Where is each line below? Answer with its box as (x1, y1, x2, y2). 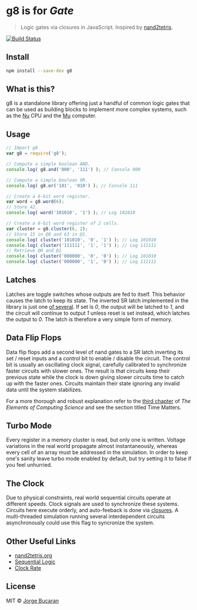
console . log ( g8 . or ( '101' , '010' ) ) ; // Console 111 (6, 183, 138, 189)
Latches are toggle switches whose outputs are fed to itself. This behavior (6, 291, 185, 298)
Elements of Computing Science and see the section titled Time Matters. (6, 404, 182, 411)
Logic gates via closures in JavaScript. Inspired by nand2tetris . (20, 24, 173, 31)
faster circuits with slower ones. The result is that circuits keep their (6, 367, 171, 374)
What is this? (6, 84, 55, 94)
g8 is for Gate (6, 4, 74, 18)
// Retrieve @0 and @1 (6, 248, 62, 254)
